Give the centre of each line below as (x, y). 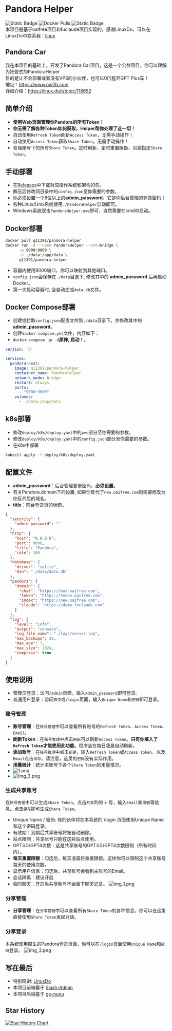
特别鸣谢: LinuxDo (32, 981)
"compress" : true (33, 653)
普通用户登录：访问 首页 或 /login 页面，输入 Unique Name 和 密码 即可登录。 (87, 699)
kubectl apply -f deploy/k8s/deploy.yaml (50, 455)
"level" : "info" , (33, 624)
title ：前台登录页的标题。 (40, 505)
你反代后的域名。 (31, 498)
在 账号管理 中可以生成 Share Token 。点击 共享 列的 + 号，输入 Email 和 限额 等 (80, 802)
